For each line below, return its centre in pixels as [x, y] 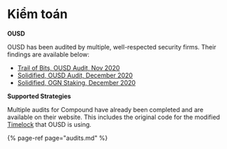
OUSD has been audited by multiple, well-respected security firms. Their [112, 47]
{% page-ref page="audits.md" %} [58, 138]
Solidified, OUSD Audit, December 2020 [75, 75]
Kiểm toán [37, 14]
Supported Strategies [39, 96]
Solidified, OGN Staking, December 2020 [76, 82]
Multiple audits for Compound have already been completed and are [105, 109]
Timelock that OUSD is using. [50, 124]
